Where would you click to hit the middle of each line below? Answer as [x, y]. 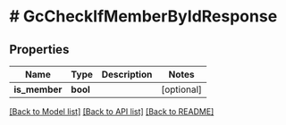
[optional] [181, 89]
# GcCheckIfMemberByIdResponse [143, 17]
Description [127, 75]
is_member [38, 89]
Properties [39, 50]
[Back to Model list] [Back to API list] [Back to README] [112, 112]
